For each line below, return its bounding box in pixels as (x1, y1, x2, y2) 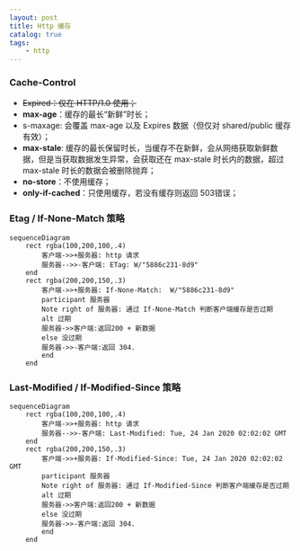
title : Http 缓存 (9, 22, 72, 31)
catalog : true (9, 30, 63, 39)
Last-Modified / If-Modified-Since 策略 (9, 381, 181, 394)
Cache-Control (9, 76, 76, 89)
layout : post (9, 13, 58, 22)
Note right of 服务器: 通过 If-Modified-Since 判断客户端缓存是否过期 (41, 482, 290, 491)
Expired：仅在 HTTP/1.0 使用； (22, 98, 137, 109)
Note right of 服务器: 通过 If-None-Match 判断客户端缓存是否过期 (41, 305, 274, 314)
